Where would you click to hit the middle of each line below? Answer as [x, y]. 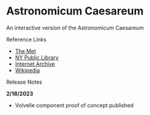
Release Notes [24, 82]
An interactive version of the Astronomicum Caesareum [75, 28]
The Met [25, 51]
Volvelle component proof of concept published [74, 105]
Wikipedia [27, 70]
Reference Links [27, 39]
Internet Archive [35, 64]
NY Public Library [37, 57]
